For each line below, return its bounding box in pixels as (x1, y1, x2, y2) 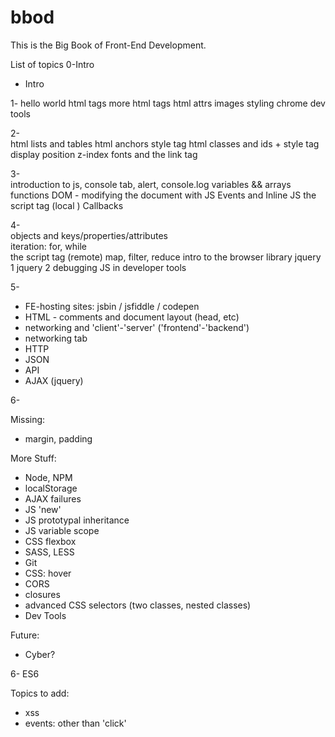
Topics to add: (10, 687, 70, 699)
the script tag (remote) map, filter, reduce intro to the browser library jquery (10, 251, 322, 263)
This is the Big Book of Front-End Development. (10, 39, 207, 51)
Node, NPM (24, 471, 73, 483)
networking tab (24, 332, 88, 344)
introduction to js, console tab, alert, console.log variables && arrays (10, 178, 292, 190)
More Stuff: (10, 452, 57, 464)
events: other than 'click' (24, 717, 127, 729)
